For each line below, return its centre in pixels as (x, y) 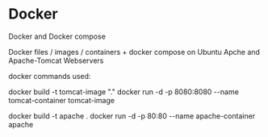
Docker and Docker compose (57, 36)
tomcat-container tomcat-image (62, 100)
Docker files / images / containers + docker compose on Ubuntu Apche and (134, 52)
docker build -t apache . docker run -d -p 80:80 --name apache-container (132, 116)
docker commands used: (50, 76)
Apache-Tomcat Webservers (56, 60)
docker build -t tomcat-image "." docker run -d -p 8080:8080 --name (124, 91)
